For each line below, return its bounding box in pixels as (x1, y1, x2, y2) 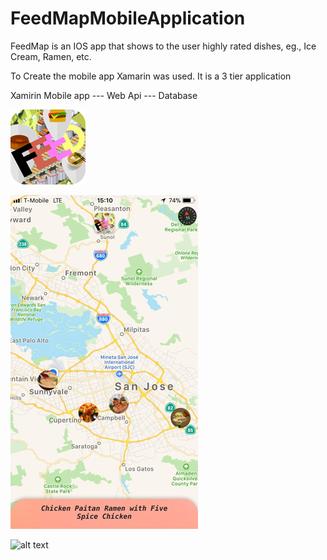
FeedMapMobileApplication (10, 7, 246, 30)
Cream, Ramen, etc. (10, 50, 92, 62)
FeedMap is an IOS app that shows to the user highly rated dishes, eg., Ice (10, 40, 317, 52)
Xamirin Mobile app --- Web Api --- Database (10, 89, 198, 101)
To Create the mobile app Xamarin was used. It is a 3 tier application (10, 70, 292, 82)
